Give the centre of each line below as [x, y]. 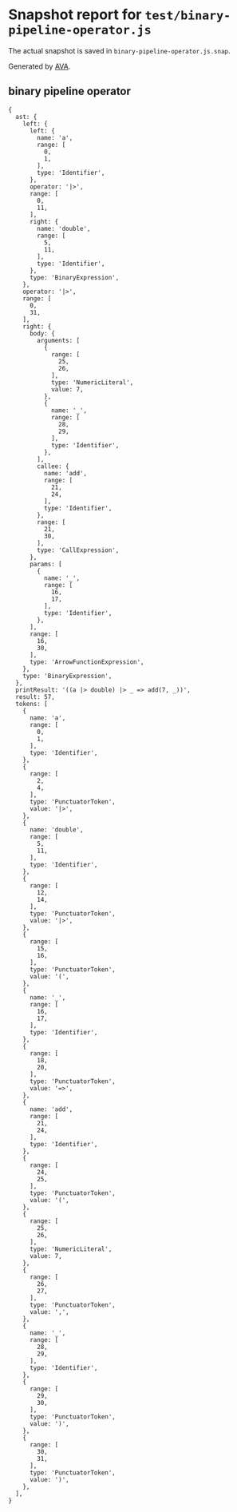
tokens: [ [32, 704]
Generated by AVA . [39, 66]
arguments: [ [59, 340]
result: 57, [36, 696]
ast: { [26, 117]
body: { [42, 333]
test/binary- [188, 16]
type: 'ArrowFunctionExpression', [87, 662]
